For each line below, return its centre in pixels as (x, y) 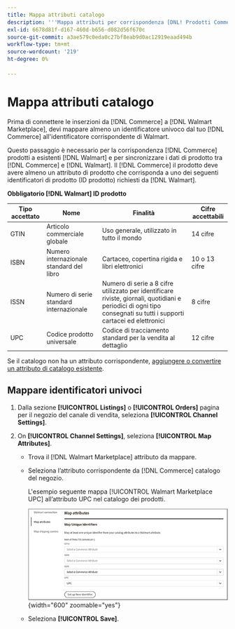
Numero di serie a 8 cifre (137, 283)
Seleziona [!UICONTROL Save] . (73, 619)
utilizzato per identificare (137, 290)
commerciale (65, 234)
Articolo (58, 226)
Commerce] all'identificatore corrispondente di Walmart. (88, 136)
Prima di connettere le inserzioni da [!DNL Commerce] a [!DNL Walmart (109, 121)
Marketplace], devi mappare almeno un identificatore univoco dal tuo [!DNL (116, 129)
